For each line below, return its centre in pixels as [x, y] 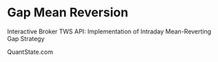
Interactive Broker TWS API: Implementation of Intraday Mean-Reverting [109, 31]
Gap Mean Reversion [68, 13]
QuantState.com [30, 52]
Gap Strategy [26, 38]
